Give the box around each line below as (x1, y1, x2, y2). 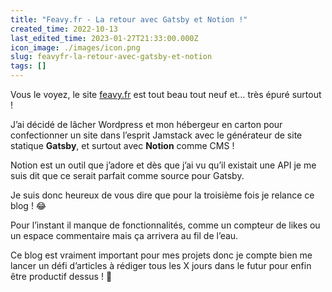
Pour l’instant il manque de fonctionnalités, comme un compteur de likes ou (10, 219, 321, 231)
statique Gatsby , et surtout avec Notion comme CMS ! (10, 140, 235, 151)
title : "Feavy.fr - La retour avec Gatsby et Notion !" (10, 14, 248, 25)
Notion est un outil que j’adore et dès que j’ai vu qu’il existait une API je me (10, 159, 317, 171)
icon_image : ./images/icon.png (10, 42, 141, 53)
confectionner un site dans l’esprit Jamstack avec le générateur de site (10, 129, 303, 141)
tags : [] (10, 61, 47, 71)
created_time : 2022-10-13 (10, 24, 118, 34)
